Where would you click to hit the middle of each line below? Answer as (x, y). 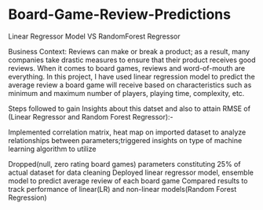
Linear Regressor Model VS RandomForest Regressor (94, 36)
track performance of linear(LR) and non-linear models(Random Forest (122, 189)
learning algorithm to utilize (52, 149)
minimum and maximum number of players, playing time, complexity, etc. (126, 93)
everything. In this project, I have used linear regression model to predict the (131, 76)
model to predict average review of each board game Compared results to (128, 181)
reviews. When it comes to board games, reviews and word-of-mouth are (127, 68)
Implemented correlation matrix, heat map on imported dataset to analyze (127, 132)
